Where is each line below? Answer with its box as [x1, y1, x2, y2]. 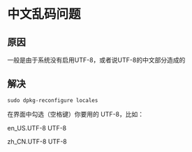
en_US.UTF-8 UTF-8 [7, 124, 67, 132]
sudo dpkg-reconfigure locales [7, 96, 98, 104]
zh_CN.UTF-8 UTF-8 [7, 137, 68, 146]
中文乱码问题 [7, 6, 82, 22]
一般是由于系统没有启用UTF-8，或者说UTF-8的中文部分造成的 [7, 56, 186, 64]
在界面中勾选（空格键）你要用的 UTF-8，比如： [7, 110, 145, 118]
